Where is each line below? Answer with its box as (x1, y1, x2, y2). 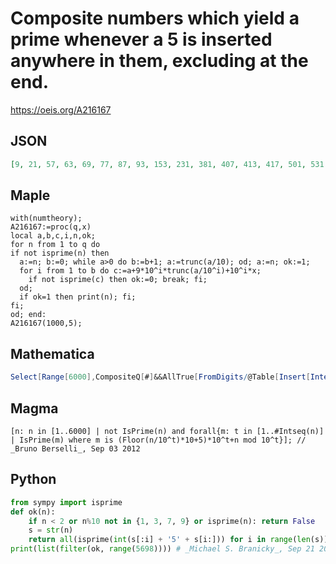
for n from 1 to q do (10, 240, 101, 250)
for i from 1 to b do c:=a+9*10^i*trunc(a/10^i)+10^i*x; (19, 266, 262, 276)
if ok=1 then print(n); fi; (19, 292, 137, 302)
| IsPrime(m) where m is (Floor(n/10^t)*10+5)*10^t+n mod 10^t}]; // (10, 435, 307, 445)
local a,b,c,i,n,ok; (10, 231, 97, 241)
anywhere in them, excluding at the (10, 50, 309, 72)
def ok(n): (10, 507, 56, 517)
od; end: (10, 310, 47, 320)
